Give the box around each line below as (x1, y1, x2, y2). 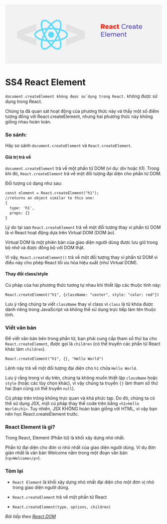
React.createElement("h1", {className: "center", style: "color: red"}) (5, 292, 160, 297)
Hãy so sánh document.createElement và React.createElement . (5, 142, 132, 149)
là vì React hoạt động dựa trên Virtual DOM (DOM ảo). (5, 229, 116, 235)
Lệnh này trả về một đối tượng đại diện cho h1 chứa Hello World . (5, 365, 138, 371)
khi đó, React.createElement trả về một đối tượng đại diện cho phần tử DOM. (5, 170, 162, 176)
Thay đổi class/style (5, 271, 48, 277)
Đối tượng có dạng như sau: (5, 180, 62, 186)
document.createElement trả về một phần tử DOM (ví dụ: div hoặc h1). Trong (5, 165, 160, 171)
